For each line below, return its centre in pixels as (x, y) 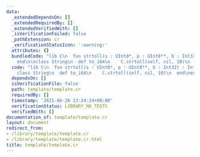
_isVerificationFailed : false (49, 34)
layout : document (28, 123)
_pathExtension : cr (36, 39)
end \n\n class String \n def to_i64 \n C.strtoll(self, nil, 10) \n (104, 61)
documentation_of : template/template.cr (57, 117)
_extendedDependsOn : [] (41, 17)
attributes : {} (30, 51)
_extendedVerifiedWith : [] (45, 28)
